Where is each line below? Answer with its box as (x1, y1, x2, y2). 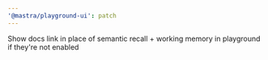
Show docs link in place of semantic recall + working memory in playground (7, 34, 261, 43)
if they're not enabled (7, 42, 79, 52)
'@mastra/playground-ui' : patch (7, 11, 117, 20)
